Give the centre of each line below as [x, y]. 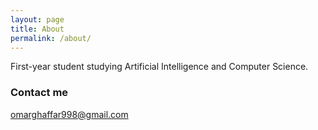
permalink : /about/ [51, 38]
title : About [37, 29]
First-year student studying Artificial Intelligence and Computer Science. [159, 67]
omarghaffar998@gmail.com [69, 114]
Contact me [39, 93]
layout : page [37, 19]
